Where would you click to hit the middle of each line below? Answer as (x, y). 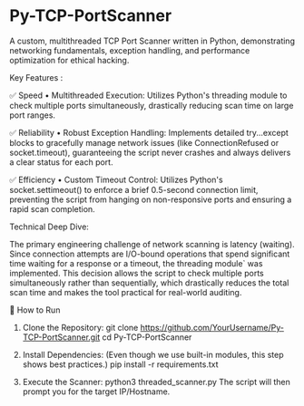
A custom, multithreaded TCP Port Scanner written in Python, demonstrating (152, 41)
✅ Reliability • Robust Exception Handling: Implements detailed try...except (149, 132)
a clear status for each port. (61, 162)
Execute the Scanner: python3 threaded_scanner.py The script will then (156, 382)
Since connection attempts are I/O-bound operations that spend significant (150, 254)
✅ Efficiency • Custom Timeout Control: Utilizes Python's (117, 179)
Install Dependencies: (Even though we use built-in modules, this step (153, 354)
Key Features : (36, 77)
